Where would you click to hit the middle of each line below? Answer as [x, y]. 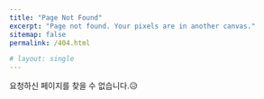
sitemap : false [38, 34]
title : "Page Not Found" [56, 18]
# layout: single [42, 59]
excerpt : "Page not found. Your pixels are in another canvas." [132, 26]
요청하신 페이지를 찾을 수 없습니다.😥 [73, 85]
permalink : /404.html [50, 43]
